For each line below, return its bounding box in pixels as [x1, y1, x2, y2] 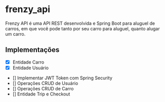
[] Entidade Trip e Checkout [12, 91, 70, 97]
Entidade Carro [12, 59, 45, 65]
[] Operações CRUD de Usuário [12, 80, 78, 86]
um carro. [5, 31, 26, 37]
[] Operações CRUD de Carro [12, 85, 74, 91]
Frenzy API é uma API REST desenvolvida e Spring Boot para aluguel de [5, 20, 155, 26]
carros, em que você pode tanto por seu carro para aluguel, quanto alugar [5, 25, 160, 31]
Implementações [5, 45, 60, 54]
